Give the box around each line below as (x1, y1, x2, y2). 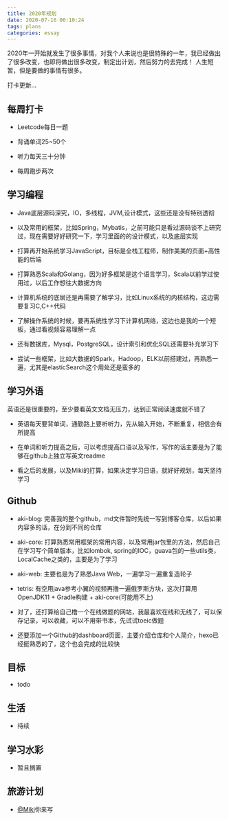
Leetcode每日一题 (17, 123, 69, 131)
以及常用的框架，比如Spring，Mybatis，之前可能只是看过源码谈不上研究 (17, 223, 221, 231)
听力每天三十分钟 (17, 153, 66, 161)
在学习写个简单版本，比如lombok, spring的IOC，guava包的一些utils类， (17, 546, 220, 554)
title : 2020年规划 (7, 10, 57, 17)
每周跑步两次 (17, 167, 54, 175)
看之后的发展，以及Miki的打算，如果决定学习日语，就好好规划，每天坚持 (17, 466, 222, 474)
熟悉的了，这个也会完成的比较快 (29, 639, 120, 647)
